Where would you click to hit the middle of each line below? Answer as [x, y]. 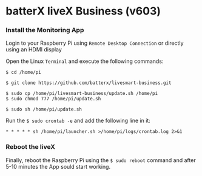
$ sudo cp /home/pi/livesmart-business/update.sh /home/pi [82, 94]
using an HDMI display [34, 50]
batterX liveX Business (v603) [83, 11]
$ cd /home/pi [24, 73]
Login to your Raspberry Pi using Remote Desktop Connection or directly [95, 43]
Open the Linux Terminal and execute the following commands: [85, 61]
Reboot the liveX [31, 147]
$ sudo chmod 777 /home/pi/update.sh [53, 99]
